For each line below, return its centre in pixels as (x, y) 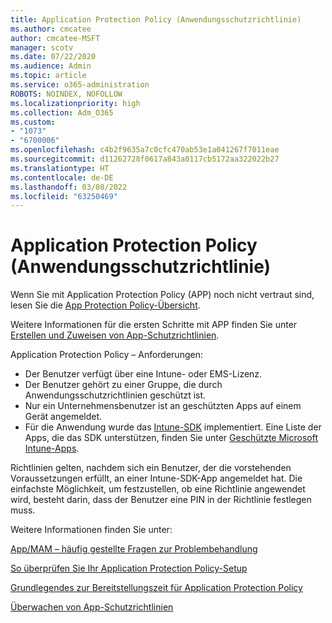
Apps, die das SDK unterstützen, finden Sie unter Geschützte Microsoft (171, 438)
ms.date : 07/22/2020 (53, 57)
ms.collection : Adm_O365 (62, 112)
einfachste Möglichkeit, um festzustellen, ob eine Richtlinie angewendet (158, 489)
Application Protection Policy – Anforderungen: (106, 355)
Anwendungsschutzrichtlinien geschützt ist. (115, 395)
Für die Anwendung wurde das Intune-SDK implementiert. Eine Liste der (173, 427)
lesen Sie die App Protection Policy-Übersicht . (105, 305)
